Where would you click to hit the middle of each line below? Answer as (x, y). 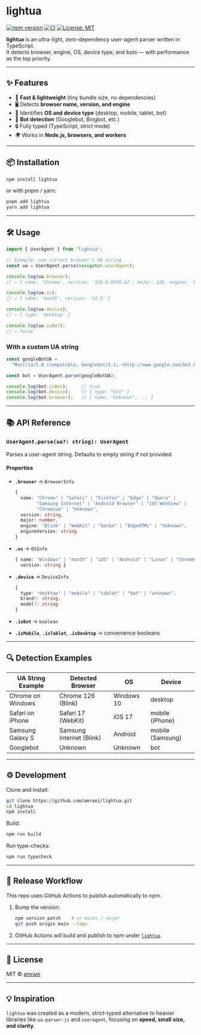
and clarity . (21, 1026)
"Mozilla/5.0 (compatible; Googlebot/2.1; (65, 364)
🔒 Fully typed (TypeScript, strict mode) (63, 126)
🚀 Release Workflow (44, 881)
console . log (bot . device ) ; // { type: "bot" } (68, 392)
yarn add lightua (28, 207)
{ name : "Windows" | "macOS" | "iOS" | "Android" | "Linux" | (94, 560)
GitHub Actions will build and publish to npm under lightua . (88, 935)
